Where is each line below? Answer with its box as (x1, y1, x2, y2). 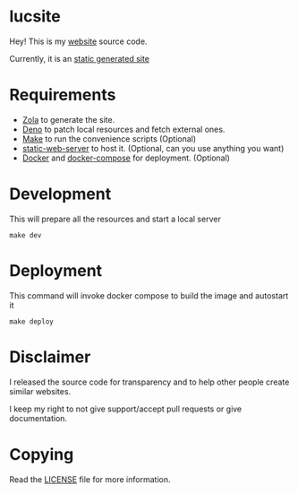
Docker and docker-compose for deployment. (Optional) (21, 152, 231, 163)
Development (9, 184, 112, 204)
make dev (9, 230, 42, 239)
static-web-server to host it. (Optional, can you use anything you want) (21, 143, 285, 153)
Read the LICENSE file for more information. (9, 473, 171, 485)
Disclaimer (9, 347, 91, 367)
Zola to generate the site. (21, 114, 115, 125)
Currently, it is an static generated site (9, 53, 150, 64)
